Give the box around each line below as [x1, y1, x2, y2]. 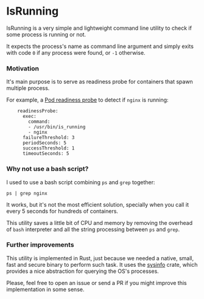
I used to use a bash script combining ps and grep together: [6, 178, 155, 186]
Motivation [6, 64, 40, 72]
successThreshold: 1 [22, 145, 75, 151]
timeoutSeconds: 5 [22, 151, 69, 157]
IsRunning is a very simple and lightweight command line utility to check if [6, 24, 192, 32]
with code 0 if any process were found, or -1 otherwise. [6, 49, 146, 56]
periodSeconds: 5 [22, 140, 67, 146]
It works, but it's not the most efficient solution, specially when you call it [6, 201, 189, 208]
